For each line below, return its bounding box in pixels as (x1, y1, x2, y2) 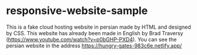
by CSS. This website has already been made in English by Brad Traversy (6, 29, 183, 36)
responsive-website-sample (6, 4, 148, 18)
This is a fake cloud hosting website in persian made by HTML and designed (6, 23, 191, 30)
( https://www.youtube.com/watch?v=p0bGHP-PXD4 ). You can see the (6, 36, 177, 43)
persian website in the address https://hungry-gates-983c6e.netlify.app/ (6, 42, 182, 49)
